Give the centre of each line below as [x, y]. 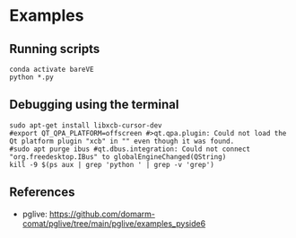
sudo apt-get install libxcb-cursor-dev [86, 125]
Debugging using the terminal [94, 105]
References [42, 193]
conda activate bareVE [52, 69]
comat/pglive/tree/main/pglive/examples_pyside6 [114, 223]
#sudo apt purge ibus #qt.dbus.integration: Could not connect [130, 149]
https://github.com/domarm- [102, 214]
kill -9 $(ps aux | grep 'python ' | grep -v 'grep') [112, 164]
